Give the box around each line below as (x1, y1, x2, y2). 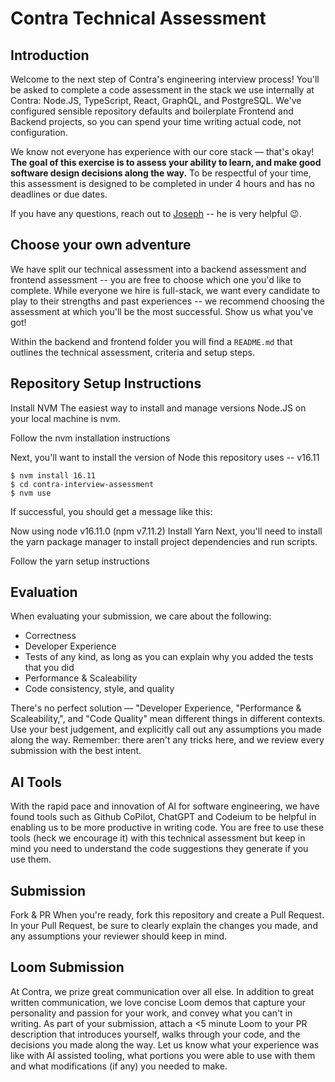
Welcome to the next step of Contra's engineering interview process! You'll (10, 73, 320, 85)
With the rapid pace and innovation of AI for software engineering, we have (10, 800, 320, 812)
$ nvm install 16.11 (10, 470, 97, 481)
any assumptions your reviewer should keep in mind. (10, 930, 228, 942)
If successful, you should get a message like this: (10, 505, 213, 517)
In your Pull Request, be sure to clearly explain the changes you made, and (10, 920, 318, 932)
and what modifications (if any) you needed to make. (10, 1060, 228, 1072)
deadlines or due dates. (10, 188, 108, 200)
